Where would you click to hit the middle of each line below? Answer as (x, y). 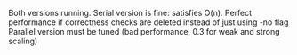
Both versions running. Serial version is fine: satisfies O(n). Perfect (130, 13)
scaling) (23, 41)
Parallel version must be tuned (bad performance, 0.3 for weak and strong (144, 31)
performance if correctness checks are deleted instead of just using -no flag (148, 22)
